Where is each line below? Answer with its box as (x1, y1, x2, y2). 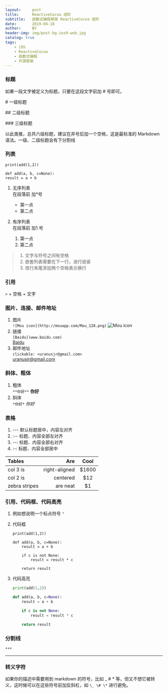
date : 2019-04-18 (5, 21, 55, 26)
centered (53, 474, 75, 481)
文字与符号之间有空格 (24, 252, 69, 258)
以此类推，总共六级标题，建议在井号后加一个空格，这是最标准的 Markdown (5, 130, 160, 136)
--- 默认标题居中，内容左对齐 (12, 427, 73, 433)
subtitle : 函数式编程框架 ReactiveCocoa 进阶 (5, 16, 99, 21)
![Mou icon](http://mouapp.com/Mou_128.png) (12, 323, 107, 328)
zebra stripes (7, 482, 39, 489)
